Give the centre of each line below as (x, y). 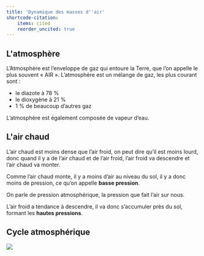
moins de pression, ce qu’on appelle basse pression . (73, 183)
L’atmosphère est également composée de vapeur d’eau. (78, 118)
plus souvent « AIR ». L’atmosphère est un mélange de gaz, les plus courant (102, 75)
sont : (13, 81)
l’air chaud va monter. (34, 165)
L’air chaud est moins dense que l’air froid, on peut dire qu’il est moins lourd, (102, 151)
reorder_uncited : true (46, 29)
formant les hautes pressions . (45, 213)
